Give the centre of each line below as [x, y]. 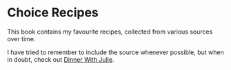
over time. [21, 38]
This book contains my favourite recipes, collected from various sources [110, 32]
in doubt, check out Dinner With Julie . [61, 59]
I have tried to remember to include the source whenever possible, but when [115, 52]
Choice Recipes [53, 13]
